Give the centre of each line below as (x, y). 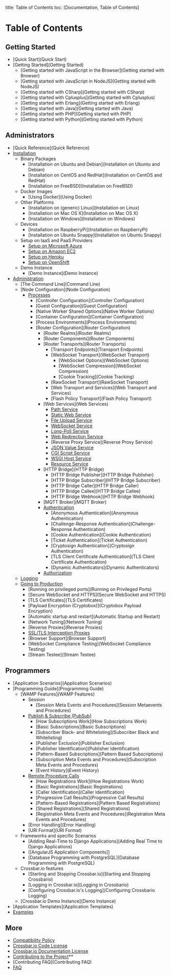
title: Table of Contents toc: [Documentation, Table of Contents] (72, 7)
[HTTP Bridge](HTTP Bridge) (74, 469)
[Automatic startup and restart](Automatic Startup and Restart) (94, 616)
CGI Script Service (71, 453)
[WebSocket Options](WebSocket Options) (104, 360)
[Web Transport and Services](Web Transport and (104, 387)
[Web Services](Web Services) (76, 404)
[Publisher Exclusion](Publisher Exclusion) (80, 743)
